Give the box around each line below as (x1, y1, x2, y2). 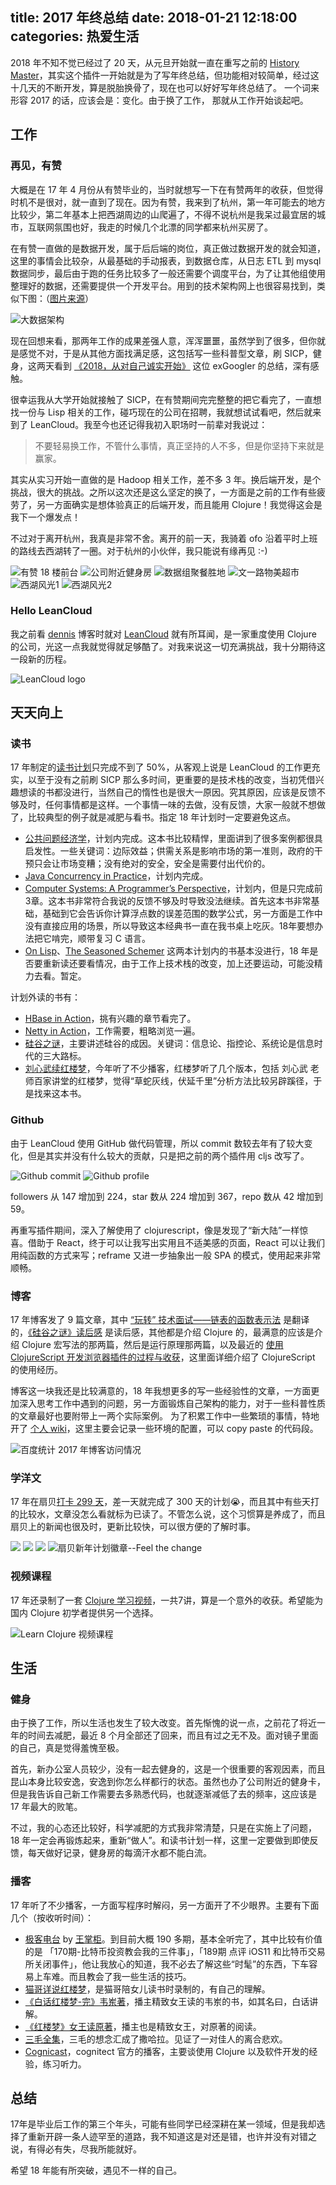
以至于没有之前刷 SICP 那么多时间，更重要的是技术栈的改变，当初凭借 (27, 774, 316, 786)
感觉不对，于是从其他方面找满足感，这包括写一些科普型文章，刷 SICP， (18, 347, 313, 359)
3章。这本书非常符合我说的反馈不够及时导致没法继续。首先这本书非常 (24, 895, 312, 907)
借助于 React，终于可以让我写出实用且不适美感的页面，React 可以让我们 (27, 1236, 325, 1248)
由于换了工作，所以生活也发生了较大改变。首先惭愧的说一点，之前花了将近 (10, 1717, 317, 1729)
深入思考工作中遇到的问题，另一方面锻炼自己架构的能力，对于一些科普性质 (18, 1398, 326, 1410)
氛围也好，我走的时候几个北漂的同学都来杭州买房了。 (53, 221, 273, 233)
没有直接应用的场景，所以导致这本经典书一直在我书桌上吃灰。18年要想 (24, 920, 315, 932)
